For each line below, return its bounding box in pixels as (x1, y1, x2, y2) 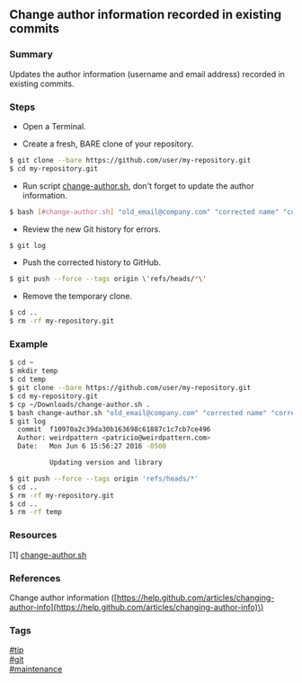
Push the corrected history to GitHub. (22, 257, 162, 268)
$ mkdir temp (9, 367, 58, 376)
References (9, 572, 61, 584)
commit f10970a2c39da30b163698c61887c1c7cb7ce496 (17, 425, 211, 434)
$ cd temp (9, 375, 47, 385)
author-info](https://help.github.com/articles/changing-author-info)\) (9, 601, 264, 612)
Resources (9, 529, 58, 542)
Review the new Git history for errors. (22, 224, 162, 235)
